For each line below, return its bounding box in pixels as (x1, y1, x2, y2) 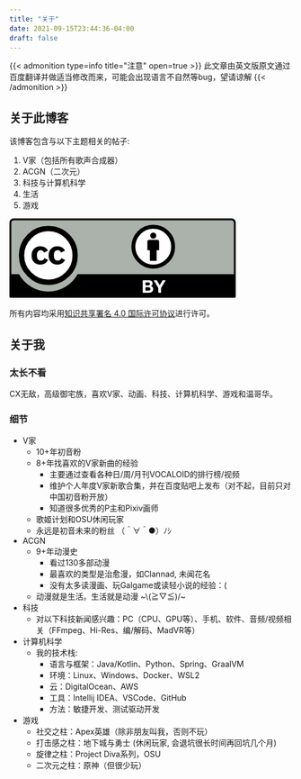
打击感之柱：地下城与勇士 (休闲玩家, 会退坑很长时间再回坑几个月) (35, 738, 277, 748)
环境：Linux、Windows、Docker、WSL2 (49, 670, 200, 681)
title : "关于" (9, 14, 60, 23)
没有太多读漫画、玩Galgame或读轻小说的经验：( (49, 580, 227, 591)
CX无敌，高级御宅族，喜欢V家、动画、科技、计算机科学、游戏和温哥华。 (9, 388, 279, 399)
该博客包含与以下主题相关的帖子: (9, 136, 130, 147)
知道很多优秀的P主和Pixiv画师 (49, 503, 159, 513)
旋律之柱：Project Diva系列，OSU (35, 748, 162, 760)
